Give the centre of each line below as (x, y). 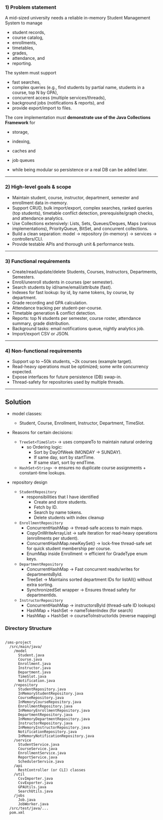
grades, (20, 53)
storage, (20, 132)
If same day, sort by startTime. (64, 457)
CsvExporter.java (35, 783)
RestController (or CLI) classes (52, 770)
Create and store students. (60, 502)
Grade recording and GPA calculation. (50, 302)
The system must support (31, 73)
